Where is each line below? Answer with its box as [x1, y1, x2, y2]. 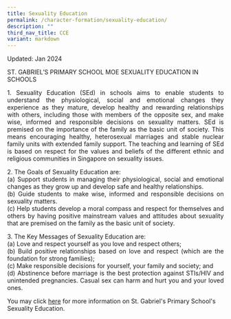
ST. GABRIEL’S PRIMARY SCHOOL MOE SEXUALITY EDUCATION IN [7, 68, 199, 76]
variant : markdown [7, 36, 60, 43]
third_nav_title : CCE [7, 29, 69, 37]
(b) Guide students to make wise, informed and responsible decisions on [7, 190, 224, 198]
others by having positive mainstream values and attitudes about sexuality [7, 212, 224, 220]
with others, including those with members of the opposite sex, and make [7, 111, 224, 119]
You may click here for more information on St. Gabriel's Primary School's [7, 297, 217, 305]
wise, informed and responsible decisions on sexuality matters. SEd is [7, 118, 224, 126]
